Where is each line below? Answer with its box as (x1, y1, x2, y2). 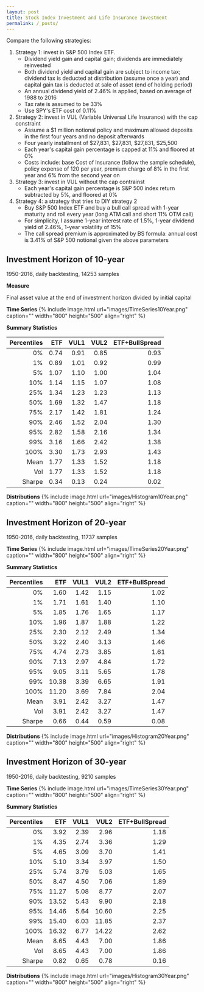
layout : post (6, 9, 40, 15)
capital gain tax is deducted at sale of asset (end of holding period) (24, 81, 193, 88)
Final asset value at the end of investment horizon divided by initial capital (6, 294, 192, 302)
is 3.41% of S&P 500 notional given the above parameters (24, 236, 169, 244)
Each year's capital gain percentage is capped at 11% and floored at (24, 146, 195, 153)
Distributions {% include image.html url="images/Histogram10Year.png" (6, 493, 188, 500)
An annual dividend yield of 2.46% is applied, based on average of (24, 88, 192, 95)
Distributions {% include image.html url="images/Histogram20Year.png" (6, 732, 189, 740)
